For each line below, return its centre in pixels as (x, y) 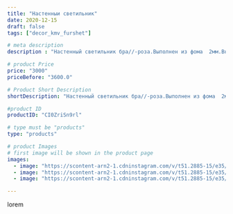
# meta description (35, 46)
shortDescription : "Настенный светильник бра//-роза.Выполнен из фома (111, 96)
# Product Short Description (49, 90)
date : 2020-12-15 (32, 20)
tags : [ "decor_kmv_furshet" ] (49, 33)
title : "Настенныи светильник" (52, 14)
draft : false (26, 26)
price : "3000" (28, 71)
